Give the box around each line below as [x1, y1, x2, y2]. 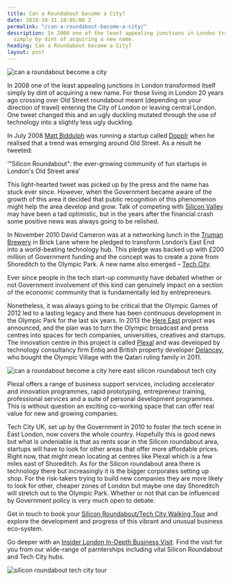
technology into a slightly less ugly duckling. [7, 118, 134, 126]
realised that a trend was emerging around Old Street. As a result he [7, 138, 202, 147]
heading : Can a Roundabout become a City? [7, 42, 132, 49]
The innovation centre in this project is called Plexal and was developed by [7, 338, 221, 346]
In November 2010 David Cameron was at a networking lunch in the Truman [7, 230, 224, 239]
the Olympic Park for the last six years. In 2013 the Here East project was [7, 316, 216, 324]
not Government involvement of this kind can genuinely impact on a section [7, 280, 223, 289]
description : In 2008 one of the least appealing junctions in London [7, 29, 216, 37]
